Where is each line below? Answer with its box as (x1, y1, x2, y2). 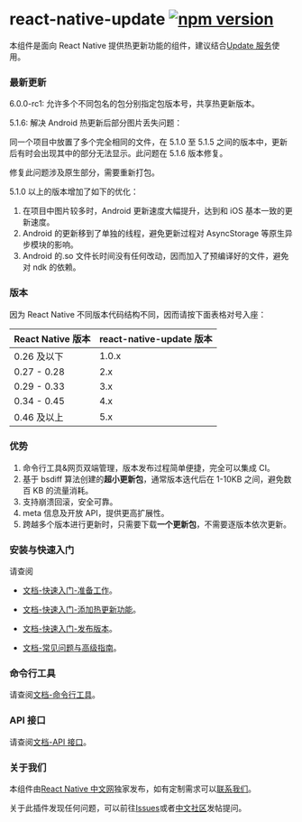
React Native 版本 (14, 332, 91, 345)
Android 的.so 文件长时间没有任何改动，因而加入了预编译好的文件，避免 (22, 251, 289, 262)
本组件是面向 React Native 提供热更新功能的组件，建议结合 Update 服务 (9, 40, 272, 51)
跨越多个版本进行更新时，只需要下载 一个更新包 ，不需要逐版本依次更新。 (22, 519, 291, 530)
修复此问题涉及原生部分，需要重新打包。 (9, 167, 160, 178)
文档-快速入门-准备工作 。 (22, 585, 117, 596)
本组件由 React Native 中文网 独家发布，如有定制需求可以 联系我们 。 (9, 783, 257, 794)
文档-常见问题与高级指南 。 (22, 642, 122, 653)
